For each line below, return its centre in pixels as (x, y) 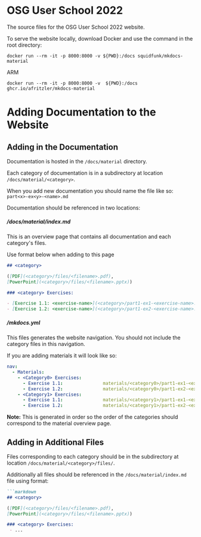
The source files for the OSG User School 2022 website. (76, 27)
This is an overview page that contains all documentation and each (89, 236)
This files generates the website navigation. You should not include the (94, 338)
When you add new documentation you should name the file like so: (90, 191)
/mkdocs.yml (24, 322)
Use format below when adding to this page (61, 254)
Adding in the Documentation (63, 147)
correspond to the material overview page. (59, 423)
